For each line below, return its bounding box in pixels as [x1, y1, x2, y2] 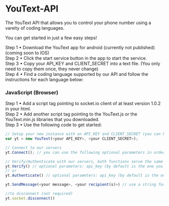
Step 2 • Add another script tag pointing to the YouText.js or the [5, 111, 137, 117]
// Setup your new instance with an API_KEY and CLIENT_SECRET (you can [5, 132, 161, 137]
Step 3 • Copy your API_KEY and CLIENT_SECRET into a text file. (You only [5, 60, 160, 66]
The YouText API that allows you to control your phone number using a [5, 20, 151, 26]
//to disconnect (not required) [5, 191, 73, 196]
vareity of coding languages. [5, 25, 64, 31]
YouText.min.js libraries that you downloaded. [5, 117, 100, 123]
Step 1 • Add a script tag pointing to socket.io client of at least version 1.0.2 [5, 100, 161, 107]
